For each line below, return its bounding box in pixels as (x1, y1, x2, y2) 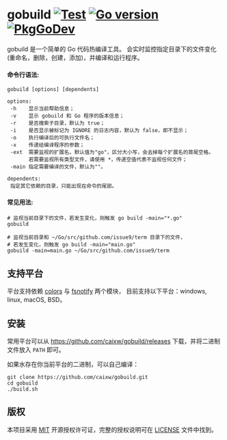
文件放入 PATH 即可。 (7, 346, 65, 354)
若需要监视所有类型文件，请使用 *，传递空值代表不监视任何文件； (28, 156, 188, 164)
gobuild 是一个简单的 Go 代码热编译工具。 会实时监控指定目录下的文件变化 (7, 44, 217, 53)
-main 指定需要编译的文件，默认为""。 (10, 164, 106, 170)
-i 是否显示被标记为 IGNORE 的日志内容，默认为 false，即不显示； (10, 127, 189, 134)
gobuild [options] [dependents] (7, 86, 99, 93)
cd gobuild (7, 380, 38, 387)
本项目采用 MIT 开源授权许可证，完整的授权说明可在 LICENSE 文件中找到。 (7, 425, 217, 434)
